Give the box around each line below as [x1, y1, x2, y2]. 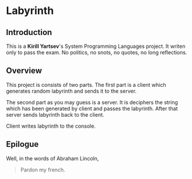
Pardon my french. [20, 166, 65, 173]
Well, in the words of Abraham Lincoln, [6, 155, 99, 162]
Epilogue [6, 139, 39, 149]
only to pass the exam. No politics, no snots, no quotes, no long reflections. [6, 49, 187, 56]
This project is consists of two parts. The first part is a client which [6, 81, 166, 88]
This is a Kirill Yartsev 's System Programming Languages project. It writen [6, 43, 186, 50]
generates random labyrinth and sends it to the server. [6, 87, 137, 94]
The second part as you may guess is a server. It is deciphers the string [6, 99, 178, 106]
